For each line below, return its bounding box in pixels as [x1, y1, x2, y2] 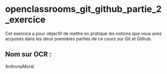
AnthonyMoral [5, 63, 34, 69]
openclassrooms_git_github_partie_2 [5, 3, 162, 15]
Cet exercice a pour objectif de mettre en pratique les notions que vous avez [5, 30, 163, 36]
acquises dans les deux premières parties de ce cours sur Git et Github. [5, 36, 152, 42]
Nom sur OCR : [5, 50, 52, 59]
